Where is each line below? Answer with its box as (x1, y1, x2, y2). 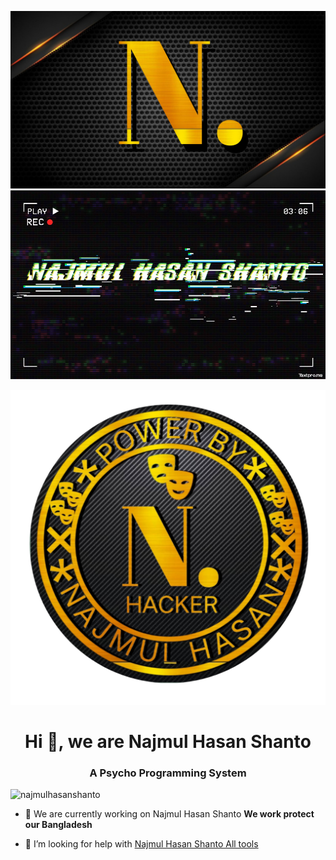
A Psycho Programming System (89, 766, 247, 780)
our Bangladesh (24, 819, 93, 831)
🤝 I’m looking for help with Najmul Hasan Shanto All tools (24, 838, 259, 850)
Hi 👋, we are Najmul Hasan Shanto (24, 731, 312, 753)
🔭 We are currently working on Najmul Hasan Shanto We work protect (24, 808, 315, 820)
